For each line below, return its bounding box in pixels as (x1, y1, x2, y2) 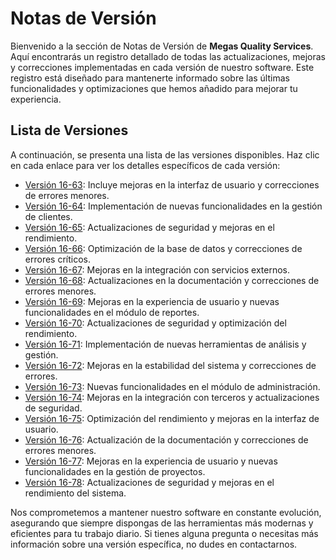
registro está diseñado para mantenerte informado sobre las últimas (10, 72, 290, 84)
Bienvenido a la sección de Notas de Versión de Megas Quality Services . (10, 40, 314, 52)
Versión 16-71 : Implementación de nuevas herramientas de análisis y (24, 338, 307, 350)
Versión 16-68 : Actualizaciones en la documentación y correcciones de (24, 274, 320, 286)
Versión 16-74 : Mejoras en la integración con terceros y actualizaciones (24, 391, 320, 403)
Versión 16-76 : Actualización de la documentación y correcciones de (24, 433, 309, 446)
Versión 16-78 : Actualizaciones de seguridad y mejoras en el (24, 476, 275, 488)
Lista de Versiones (10, 122, 129, 139)
